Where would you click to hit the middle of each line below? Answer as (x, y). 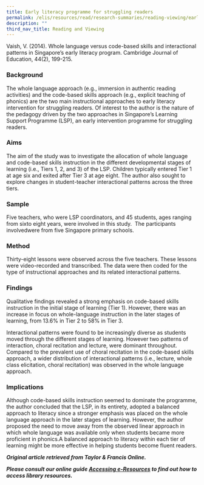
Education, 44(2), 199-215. (39, 59)
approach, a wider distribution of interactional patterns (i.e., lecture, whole (99, 358)
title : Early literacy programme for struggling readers (80, 12)
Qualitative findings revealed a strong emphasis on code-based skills (93, 301)
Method (18, 246)
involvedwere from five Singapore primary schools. (70, 230)
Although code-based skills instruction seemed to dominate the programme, (102, 400)
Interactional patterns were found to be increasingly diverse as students (96, 332)
